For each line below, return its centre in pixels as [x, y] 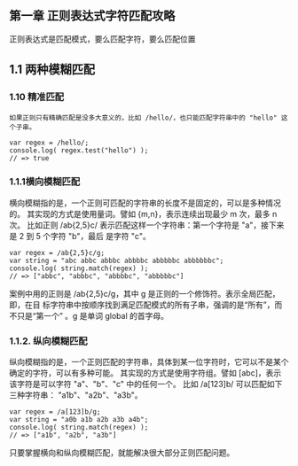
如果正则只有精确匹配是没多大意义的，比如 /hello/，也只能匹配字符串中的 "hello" [143, 118]
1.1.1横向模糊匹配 [45, 182]
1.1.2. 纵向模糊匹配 [48, 341]
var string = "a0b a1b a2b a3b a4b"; [79, 420]
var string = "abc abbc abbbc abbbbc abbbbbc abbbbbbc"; [117, 260]
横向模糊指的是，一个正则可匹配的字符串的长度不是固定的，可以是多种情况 [145, 203]
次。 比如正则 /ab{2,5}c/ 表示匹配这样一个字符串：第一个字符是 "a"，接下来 [147, 225]
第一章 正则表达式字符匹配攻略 [92, 16]
